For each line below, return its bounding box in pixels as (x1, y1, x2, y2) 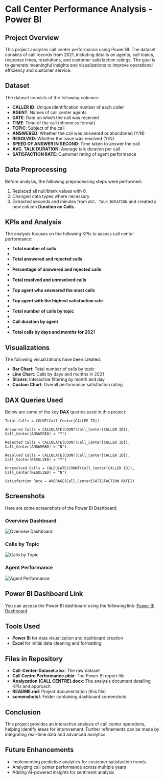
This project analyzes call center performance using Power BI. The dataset (5, 47, 156, 52)
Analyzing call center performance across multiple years (12, 764, 126, 770)
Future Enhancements (5, 746, 74, 754)
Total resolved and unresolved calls (12, 277, 87, 283)
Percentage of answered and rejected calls (12, 266, 102, 272)
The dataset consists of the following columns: (5, 94, 99, 100)
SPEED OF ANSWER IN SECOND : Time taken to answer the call (12, 141, 140, 146)
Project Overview (5, 33, 59, 42)
